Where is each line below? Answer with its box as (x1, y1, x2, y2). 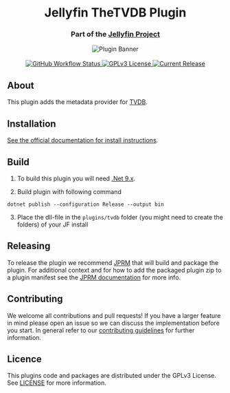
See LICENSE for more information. (7, 379, 106, 387)
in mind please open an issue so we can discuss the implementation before (7, 319, 220, 327)
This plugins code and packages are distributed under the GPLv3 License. (7, 372, 217, 380)
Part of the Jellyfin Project (71, 30, 160, 39)
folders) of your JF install (16, 220, 89, 229)
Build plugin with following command (16, 187, 122, 195)
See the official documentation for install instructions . (7, 136, 159, 145)
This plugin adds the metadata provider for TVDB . (7, 98, 148, 106)
